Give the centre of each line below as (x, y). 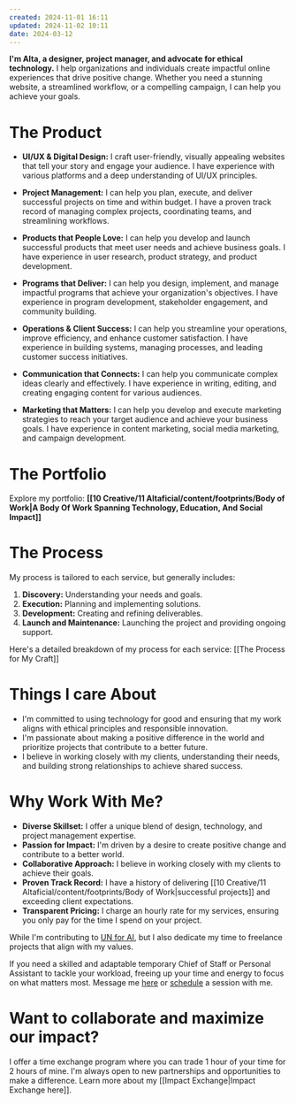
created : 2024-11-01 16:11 (59, 17)
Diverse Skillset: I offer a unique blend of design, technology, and (142, 826)
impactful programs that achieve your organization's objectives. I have (150, 293)
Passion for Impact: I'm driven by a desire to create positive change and (154, 845)
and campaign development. (74, 438)
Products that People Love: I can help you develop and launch (136, 238)
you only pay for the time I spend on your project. (112, 920)
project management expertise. (79, 836)
